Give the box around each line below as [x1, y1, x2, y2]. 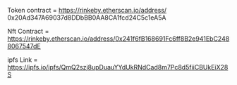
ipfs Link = [7, 55, 38, 64]
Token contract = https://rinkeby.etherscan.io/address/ [7, 6, 167, 14]
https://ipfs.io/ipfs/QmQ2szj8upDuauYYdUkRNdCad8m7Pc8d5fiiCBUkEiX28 [7, 63, 229, 71]
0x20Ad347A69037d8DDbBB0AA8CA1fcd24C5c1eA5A [7, 13, 166, 22]
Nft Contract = [7, 27, 49, 35]
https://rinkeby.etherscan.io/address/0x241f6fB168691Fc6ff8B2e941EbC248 [7, 34, 230, 43]
